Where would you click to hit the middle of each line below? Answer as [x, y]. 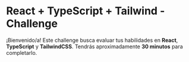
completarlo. [22, 52]
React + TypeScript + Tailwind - [86, 11]
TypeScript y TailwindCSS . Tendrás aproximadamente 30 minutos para [94, 46]
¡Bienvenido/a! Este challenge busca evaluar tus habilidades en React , [92, 40]
